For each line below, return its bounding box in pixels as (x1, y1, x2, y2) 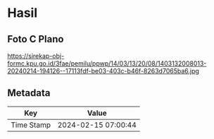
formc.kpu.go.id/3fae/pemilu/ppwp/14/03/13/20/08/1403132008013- (7, 59, 207, 68)
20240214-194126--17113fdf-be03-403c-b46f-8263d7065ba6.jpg (7, 67, 199, 75)
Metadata (7, 87, 51, 99)
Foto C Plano (7, 33, 64, 45)
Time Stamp (11, 120, 51, 130)
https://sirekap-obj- (7, 52, 65, 60)
